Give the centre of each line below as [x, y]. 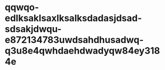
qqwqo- [22, 7]
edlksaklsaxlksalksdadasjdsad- [73, 18]
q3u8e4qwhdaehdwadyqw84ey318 [82, 51]
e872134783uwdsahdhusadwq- [74, 40]
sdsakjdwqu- [33, 29]
